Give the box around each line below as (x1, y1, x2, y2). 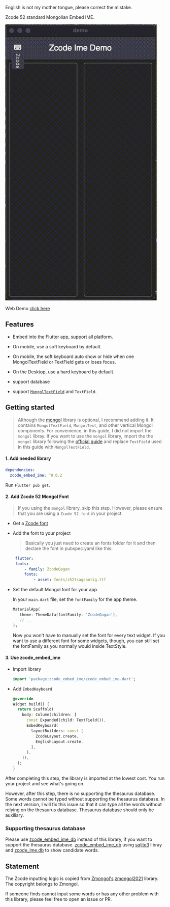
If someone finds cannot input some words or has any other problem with (5, 891, 159, 897)
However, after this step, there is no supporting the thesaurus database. (5, 790, 156, 796)
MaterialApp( (12, 607, 41, 612)
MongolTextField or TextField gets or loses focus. (12, 359, 116, 365)
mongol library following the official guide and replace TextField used (17, 438, 162, 445)
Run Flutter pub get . (5, 482, 50, 488)
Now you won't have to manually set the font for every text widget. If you (12, 632, 165, 638)
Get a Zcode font (12, 520, 48, 526)
